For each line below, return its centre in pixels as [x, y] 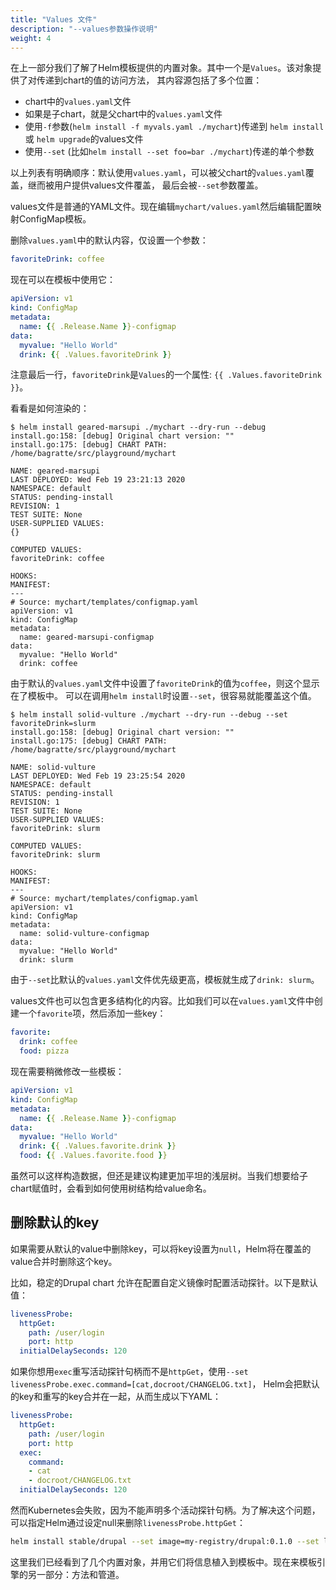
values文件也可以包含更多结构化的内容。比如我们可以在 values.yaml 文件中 [162, 1001]
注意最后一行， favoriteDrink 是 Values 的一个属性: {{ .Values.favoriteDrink [166, 375]
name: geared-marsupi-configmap [87, 637]
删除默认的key [55, 1222]
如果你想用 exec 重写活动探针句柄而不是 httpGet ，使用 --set [129, 1372]
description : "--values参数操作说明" [84, 29]
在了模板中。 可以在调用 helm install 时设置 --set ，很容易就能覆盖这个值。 [163, 696]
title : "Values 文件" [54, 19]
